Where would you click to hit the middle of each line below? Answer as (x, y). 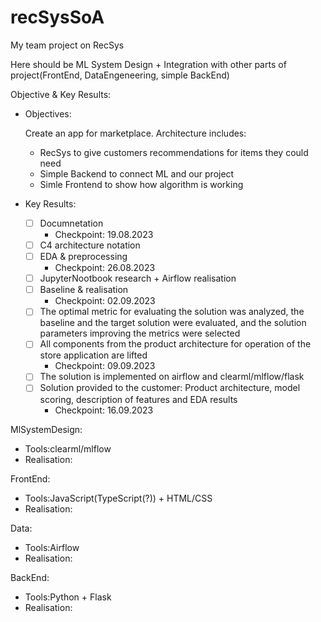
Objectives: (48, 113)
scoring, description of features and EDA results (138, 399)
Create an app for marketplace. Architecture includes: (135, 133)
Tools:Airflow (52, 547)
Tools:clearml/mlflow (68, 448)
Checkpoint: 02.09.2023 (105, 301)
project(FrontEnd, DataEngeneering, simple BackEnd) (120, 75)
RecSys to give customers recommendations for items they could (174, 152)
